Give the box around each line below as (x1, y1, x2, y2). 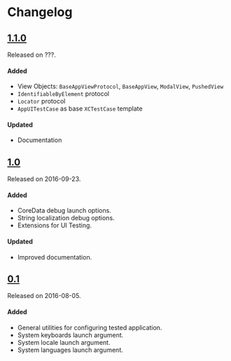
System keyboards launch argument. (17, 330, 124, 339)
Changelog (7, 4, 73, 20)
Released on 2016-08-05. (7, 292, 82, 300)
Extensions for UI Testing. (17, 221, 92, 229)
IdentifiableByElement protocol (17, 90, 110, 98)
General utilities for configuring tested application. (17, 323, 162, 332)
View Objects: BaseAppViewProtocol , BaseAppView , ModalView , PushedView (17, 82, 224, 91)
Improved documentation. (17, 253, 92, 261)
